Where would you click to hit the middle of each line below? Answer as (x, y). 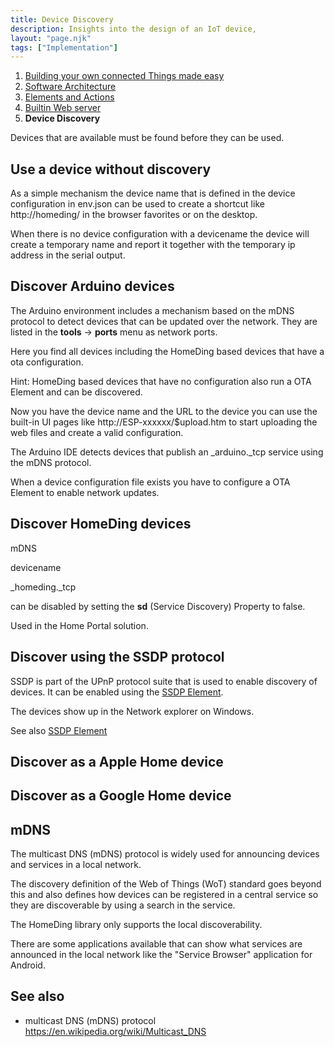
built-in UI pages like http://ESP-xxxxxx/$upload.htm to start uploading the (164, 422)
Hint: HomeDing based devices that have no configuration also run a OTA (161, 381)
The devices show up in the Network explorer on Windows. (132, 711)
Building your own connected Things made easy (124, 76)
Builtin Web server (63, 108)
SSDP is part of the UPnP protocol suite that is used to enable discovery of (164, 681)
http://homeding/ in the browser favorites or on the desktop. (134, 215)
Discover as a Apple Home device (117, 761)
